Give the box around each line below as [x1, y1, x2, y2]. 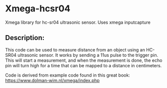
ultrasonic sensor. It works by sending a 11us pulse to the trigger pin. [17, 52, 159, 58]
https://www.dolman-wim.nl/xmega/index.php [5, 77, 100, 83]
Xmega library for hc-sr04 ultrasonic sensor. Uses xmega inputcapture [5, 19, 151, 25]
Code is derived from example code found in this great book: [5, 72, 131, 78]
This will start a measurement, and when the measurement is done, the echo [5, 57, 163, 63]
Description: [5, 34, 45, 42]
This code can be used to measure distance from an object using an [5, 46, 146, 52]
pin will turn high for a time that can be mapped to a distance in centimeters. [5, 62, 162, 68]
